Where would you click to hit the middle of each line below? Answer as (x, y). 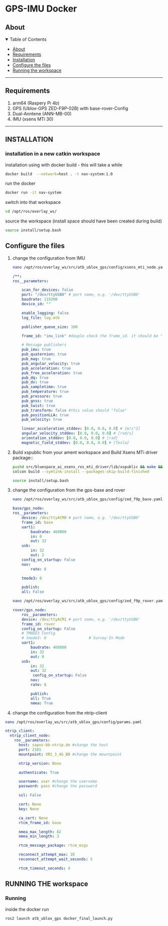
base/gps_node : (28, 508)
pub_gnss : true (37, 401)
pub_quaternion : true (44, 355)
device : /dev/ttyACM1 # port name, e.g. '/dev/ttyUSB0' (81, 619)
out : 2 (37, 555)
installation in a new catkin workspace (53, 154)
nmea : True (42, 703)
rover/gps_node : (29, 610)
